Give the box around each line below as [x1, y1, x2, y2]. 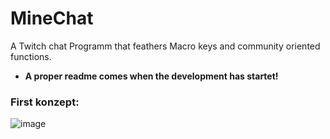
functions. [10, 50, 52, 62]
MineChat [10, 7, 94, 30]
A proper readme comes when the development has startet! [24, 70, 279, 82]
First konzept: [10, 95, 80, 109]
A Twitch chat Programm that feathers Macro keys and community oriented [10, 40, 321, 52]
